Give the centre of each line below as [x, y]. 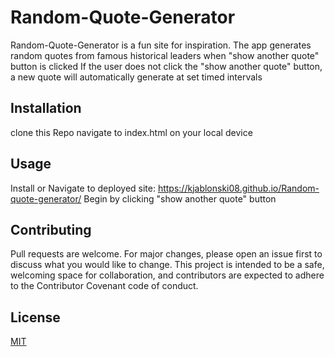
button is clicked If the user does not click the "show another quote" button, [166, 66]
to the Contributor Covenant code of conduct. [104, 286]
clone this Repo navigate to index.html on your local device [131, 132]
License [35, 317]
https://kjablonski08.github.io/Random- [238, 188]
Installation [46, 108]
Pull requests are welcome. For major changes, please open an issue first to [166, 254]
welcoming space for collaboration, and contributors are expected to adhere [167, 275]
